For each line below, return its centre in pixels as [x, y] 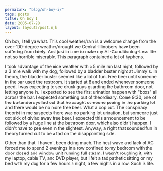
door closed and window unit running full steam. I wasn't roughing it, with [79, 153]
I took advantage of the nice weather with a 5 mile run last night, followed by [81, 67]
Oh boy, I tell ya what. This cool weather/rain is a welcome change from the [81, 41]
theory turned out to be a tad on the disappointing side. [60, 134]
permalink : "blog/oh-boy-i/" [35, 9]
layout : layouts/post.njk [31, 28]
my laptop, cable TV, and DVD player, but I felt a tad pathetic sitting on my [79, 158]
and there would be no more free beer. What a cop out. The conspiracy [76, 108]
